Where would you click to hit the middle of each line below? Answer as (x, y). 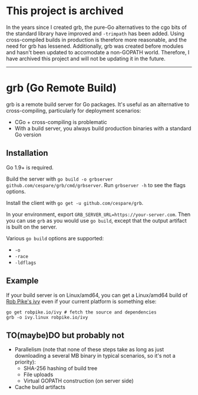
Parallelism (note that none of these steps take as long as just (89, 350)
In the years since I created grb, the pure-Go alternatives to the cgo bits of (96, 27)
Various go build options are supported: (55, 238)
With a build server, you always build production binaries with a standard (103, 128)
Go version (28, 135)
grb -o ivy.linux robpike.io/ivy (47, 317)
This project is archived (65, 11)
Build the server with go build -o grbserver (60, 179)
